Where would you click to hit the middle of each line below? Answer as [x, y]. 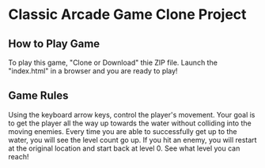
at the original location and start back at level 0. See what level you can [124, 148]
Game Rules [38, 96]
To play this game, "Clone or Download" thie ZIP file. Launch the [113, 62]
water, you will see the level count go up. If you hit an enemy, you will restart [132, 140]
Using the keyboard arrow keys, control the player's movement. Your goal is [132, 114]
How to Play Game [54, 44]
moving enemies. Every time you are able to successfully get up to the [123, 131]
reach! [19, 156]
